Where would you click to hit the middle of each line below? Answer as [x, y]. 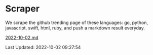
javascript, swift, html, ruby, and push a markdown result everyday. [75, 27]
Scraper [22, 9]
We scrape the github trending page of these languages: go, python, [77, 22]
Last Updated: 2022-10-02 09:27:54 [43, 47]
